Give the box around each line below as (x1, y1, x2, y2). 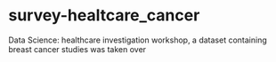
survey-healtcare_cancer (8, 5, 200, 26)
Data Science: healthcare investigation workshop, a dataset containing (8, 35, 268, 45)
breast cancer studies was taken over (8, 43, 147, 54)
